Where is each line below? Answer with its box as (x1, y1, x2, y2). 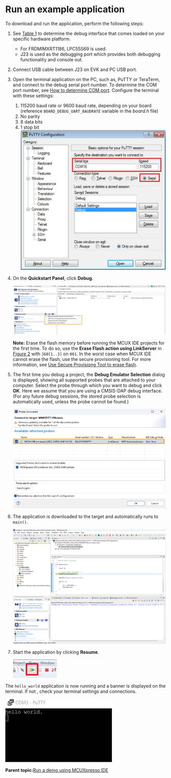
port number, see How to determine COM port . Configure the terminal (12, 87, 159, 93)
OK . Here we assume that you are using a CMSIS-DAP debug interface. (12, 387, 163, 394)
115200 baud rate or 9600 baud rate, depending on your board (20, 102, 152, 108)
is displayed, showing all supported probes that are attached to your (12, 377, 156, 383)
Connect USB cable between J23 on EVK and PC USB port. (12, 66, 137, 72)
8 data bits (20, 118, 43, 125)
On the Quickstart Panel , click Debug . (12, 275, 94, 281)
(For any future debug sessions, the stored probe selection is (12, 393, 141, 399)
